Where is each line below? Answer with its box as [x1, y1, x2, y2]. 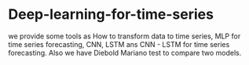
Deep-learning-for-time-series [8, 5, 214, 23]
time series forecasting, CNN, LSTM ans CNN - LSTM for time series [8, 39, 230, 49]
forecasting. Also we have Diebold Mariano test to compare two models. [8, 48, 242, 57]
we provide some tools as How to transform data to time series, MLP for [8, 31, 241, 41]
